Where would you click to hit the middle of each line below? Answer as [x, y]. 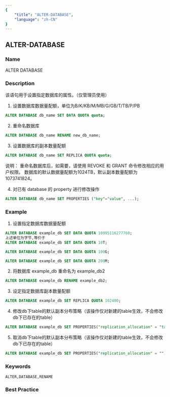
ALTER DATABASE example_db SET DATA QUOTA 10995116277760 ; [69, 233]
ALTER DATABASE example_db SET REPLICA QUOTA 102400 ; [63, 301]
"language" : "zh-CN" [36, 19]
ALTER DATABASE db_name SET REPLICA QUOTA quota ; [59, 155]
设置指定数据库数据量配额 [39, 223]
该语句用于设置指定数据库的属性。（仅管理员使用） [57, 95]
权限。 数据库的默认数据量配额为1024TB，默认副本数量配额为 [74, 172]
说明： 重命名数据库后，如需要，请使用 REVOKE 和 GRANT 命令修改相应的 [82, 166]
